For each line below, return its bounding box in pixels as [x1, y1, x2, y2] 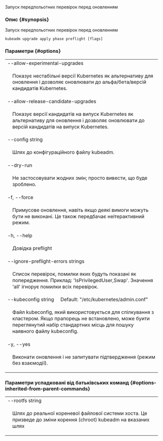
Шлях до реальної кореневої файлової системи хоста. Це [12, 410, 147, 417]
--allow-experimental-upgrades [7, 60, 84, 66]
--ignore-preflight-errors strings [7, 258, 85, 265]
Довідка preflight [12, 245, 52, 252]
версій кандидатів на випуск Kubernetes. [12, 123, 109, 130]
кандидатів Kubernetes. [12, 85, 67, 92]
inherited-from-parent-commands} [5, 385, 91, 392]
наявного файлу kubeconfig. [12, 328, 79, 334]
